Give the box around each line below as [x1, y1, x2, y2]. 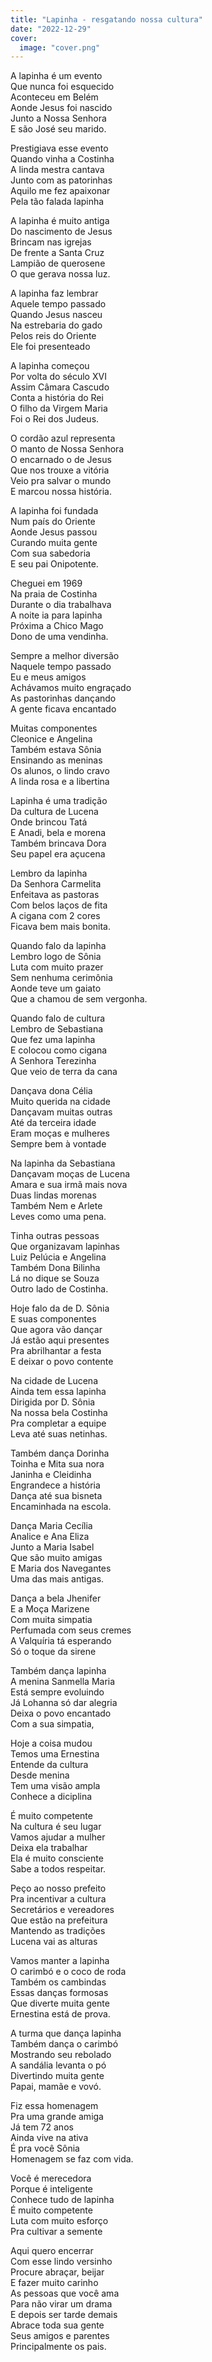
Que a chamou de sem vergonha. [10, 993, 148, 1005]
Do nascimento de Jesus [10, 226, 113, 238]
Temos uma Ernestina [10, 1748, 100, 1760]
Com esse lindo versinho [10, 2256, 113, 2268]
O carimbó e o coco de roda [10, 1966, 127, 1978]
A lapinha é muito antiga [10, 215, 110, 227]
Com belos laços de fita [10, 899, 108, 911]
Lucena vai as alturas [10, 1936, 98, 1948]
